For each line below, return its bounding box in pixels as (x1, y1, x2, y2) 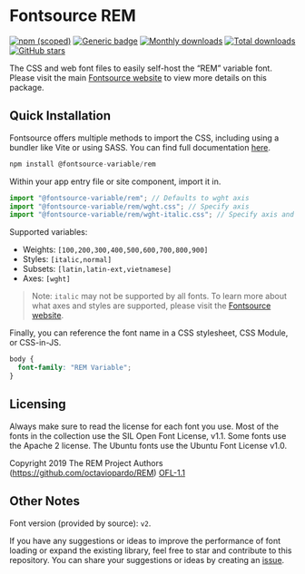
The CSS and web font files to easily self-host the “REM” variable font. (9, 63, 272, 73)
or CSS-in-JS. (9, 337, 62, 348)
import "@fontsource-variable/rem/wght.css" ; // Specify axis (9, 201, 250, 211)
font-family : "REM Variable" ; (17, 364, 132, 373)
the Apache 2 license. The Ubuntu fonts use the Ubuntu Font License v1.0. (9, 440, 288, 451)
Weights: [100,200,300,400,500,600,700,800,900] (22, 244, 209, 255)
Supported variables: (9, 227, 88, 238)
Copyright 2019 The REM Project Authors (9, 457, 163, 468)
